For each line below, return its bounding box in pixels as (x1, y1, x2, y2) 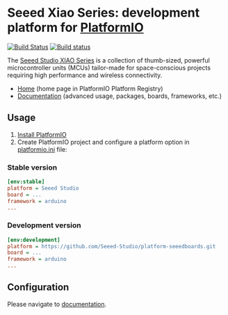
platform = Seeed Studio (7, 184, 79, 192)
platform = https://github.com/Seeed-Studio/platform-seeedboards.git (7, 243, 216, 250)
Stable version (7, 162, 58, 172)
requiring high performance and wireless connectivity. (7, 71, 163, 79)
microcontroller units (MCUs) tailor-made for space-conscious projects (7, 63, 211, 72)
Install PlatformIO (17, 130, 67, 138)
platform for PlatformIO (7, 19, 144, 35)
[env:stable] (7, 179, 45, 186)
